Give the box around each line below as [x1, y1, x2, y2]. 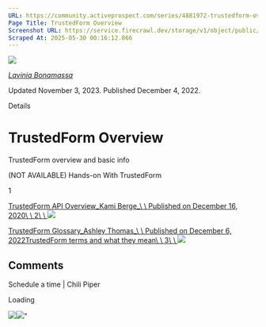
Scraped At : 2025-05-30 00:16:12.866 [8, 33, 133, 42]
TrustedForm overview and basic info [8, 156, 130, 165]
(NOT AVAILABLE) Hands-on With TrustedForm [8, 171, 162, 180]
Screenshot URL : [8, 26, 62, 34]
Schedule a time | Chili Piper [8, 279, 101, 289]
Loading [8, 295, 36, 304]
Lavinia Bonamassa [8, 71, 74, 80]
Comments [8, 259, 64, 272]
